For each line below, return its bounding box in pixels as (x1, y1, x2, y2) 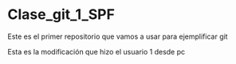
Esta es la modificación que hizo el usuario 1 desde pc (7, 47, 186, 56)
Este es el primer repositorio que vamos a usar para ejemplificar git (7, 32, 228, 41)
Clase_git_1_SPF (7, 6, 115, 24)
